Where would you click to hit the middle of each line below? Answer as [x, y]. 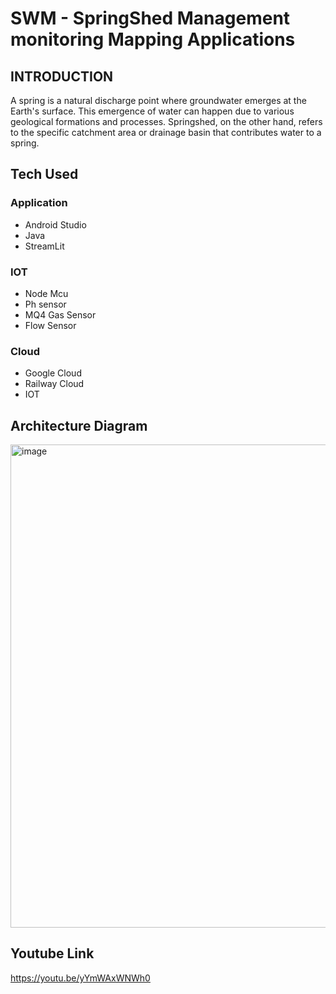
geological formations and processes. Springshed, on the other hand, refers [166, 121]
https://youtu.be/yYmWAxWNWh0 [80, 978]
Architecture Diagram [79, 425]
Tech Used [44, 174]
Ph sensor [45, 304]
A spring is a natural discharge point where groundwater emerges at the [158, 100]
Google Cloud [53, 373]
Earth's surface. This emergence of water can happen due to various [152, 111]
